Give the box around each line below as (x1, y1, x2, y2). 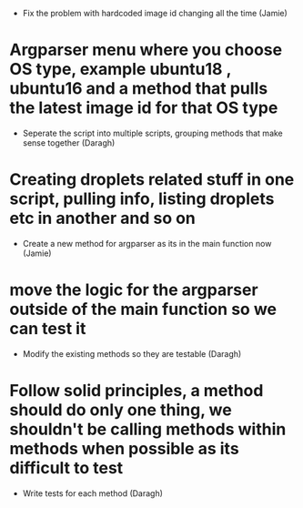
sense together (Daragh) (22, 137, 116, 148)
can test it (9, 319, 86, 340)
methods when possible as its (9, 439, 239, 459)
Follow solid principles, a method (9, 381, 264, 401)
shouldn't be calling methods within (9, 419, 287, 440)
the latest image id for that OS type (9, 97, 278, 118)
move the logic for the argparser (9, 279, 258, 300)
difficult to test (9, 458, 124, 478)
